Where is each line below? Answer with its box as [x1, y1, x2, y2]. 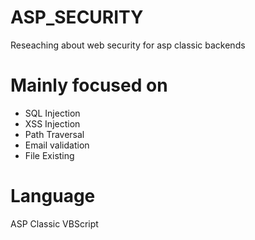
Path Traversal [24, 128, 85, 140]
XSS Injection [24, 117, 81, 130]
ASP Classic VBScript [10, 217, 99, 230]
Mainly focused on [10, 74, 168, 97]
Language [10, 185, 96, 208]
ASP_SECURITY [10, 6, 144, 29]
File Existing [24, 149, 75, 161]
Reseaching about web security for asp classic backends [10, 39, 246, 51]
